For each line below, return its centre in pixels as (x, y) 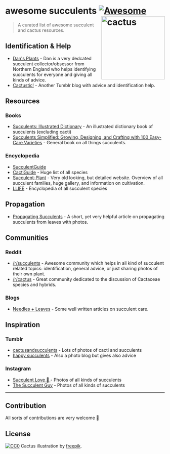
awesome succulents (51, 11)
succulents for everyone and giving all (52, 74)
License (18, 434)
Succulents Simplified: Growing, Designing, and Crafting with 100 (80, 137)
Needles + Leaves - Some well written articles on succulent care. (80, 309)
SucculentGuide (29, 167)
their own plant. (29, 274)
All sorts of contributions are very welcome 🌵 (52, 418)
